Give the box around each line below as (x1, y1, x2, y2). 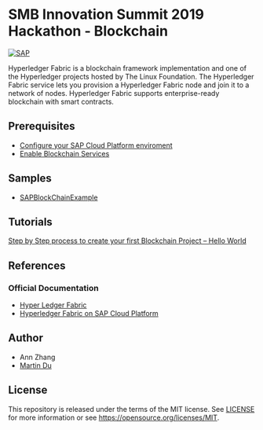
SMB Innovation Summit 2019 (8, 6, 204, 24)
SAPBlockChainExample (19, 193, 98, 202)
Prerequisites (8, 119, 75, 133)
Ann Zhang (19, 352, 56, 362)
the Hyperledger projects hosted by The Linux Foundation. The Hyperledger (8, 72, 254, 81)
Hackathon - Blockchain (8, 22, 169, 40)
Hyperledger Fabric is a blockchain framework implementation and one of (8, 63, 247, 72)
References (8, 259, 66, 272)
